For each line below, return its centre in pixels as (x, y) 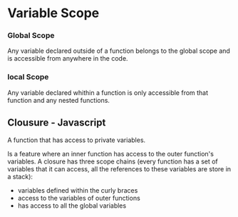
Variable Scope (53, 13)
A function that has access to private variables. (77, 140)
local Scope (28, 77)
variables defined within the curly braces (78, 190)
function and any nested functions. (59, 100)
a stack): (20, 176)
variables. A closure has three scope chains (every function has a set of (113, 161)
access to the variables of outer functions (79, 198)
